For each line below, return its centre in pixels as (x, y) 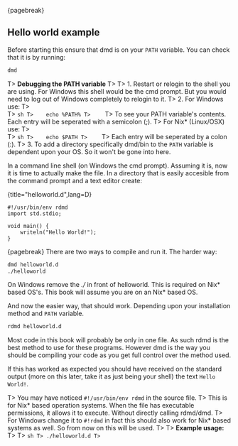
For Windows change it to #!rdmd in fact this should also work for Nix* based (119, 420)
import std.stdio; (34, 213)
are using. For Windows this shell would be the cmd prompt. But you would (117, 91)
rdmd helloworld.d (34, 327)
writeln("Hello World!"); (59, 232)
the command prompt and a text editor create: (75, 180)
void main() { (28, 226)
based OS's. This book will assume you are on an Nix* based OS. (103, 292)
